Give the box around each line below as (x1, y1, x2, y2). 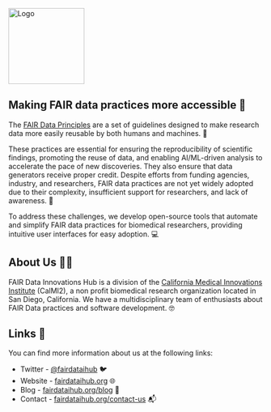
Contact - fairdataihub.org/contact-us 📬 (19, 394, 157, 404)
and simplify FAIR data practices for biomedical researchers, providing (8, 219, 243, 230)
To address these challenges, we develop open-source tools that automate (8, 211, 258, 221)
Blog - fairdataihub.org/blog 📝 (19, 385, 120, 395)
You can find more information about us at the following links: (8, 348, 213, 358)
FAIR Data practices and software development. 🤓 (8, 303, 176, 312)
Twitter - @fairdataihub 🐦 (19, 364, 108, 374)
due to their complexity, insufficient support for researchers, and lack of (8, 187, 248, 197)
